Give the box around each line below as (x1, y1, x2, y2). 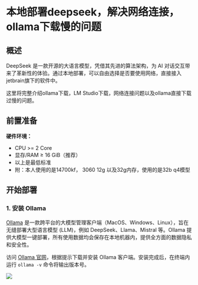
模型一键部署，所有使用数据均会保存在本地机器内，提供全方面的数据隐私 (16, 234, 192, 241)
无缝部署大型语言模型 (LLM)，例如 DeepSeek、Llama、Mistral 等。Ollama (6, 226, 186, 233)
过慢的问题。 (6, 97, 37, 104)
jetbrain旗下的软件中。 (6, 77, 61, 84)
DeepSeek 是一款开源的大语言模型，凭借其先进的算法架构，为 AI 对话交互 (6, 63, 186, 69)
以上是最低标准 (14, 159, 51, 166)
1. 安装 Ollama (6, 204, 46, 212)
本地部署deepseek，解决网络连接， (6, 5, 180, 19)
